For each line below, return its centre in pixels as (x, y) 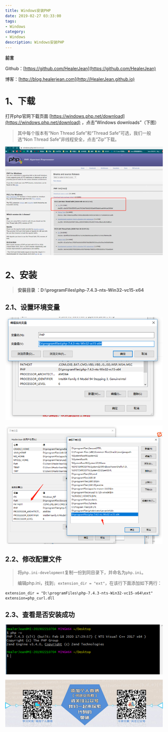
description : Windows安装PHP (35, 43)
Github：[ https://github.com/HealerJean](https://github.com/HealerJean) (80, 68)
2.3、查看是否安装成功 (40, 615)
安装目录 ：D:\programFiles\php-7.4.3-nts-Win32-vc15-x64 (80, 290)
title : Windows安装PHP (28, 11)
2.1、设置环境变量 (32, 308)
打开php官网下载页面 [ (28, 116)
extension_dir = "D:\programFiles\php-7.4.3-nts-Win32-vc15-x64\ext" (79, 593)
